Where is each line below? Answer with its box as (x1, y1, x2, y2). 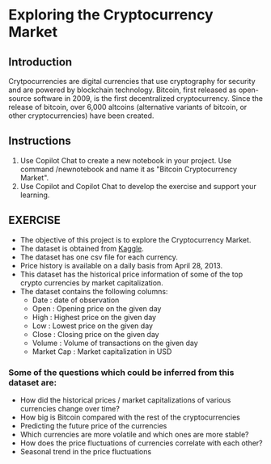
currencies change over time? (19, 403, 120, 413)
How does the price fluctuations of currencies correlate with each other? (19, 438, 263, 448)
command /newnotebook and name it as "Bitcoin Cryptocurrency (19, 164, 237, 174)
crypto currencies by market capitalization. (19, 277, 163, 288)
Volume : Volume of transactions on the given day (32, 338, 198, 348)
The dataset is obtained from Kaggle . (19, 243, 144, 253)
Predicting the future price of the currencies (19, 420, 167, 430)
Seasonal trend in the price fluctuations (19, 446, 152, 456)
